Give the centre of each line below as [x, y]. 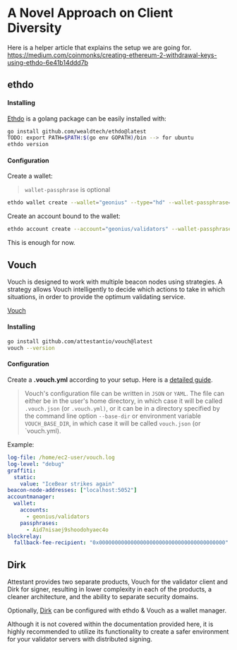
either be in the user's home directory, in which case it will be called [123, 401]
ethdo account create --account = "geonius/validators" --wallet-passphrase [120, 229]
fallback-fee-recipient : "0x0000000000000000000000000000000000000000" [121, 543]
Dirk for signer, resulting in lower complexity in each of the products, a [110, 589]
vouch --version [31, 348]
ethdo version [28, 145]
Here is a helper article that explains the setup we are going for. [99, 47]
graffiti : [22, 471]
